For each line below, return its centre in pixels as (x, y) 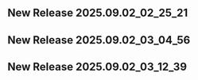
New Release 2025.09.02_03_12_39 (97, 67)
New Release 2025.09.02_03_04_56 (99, 40)
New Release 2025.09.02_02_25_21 (98, 13)
